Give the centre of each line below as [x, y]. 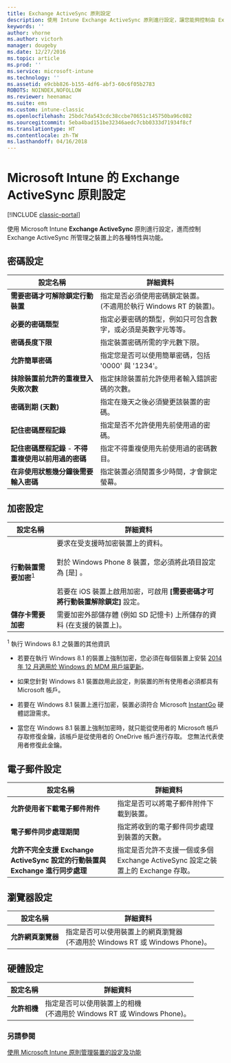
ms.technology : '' [33, 78]
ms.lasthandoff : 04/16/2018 [47, 142]
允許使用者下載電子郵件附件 [56, 809]
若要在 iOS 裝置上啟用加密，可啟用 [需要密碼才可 [135, 591]
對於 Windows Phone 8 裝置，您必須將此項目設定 [136, 562]
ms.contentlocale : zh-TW [43, 135]
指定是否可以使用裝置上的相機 [93, 1003]
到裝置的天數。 [142, 837]
